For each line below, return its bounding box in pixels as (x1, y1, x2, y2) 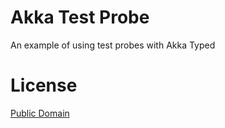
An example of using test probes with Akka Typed (10, 39, 216, 51)
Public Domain (10, 107, 70, 119)
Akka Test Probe (10, 6, 150, 29)
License (10, 74, 78, 97)
